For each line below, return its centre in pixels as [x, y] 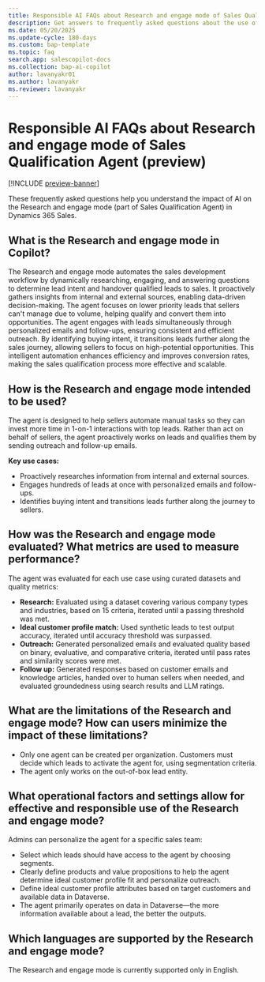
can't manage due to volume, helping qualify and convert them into [117, 314]
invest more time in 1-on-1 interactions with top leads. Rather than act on [126, 428]
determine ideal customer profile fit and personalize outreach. [120, 880]
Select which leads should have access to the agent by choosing [125, 855]
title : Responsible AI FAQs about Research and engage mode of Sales [125, 15]
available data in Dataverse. [65, 897]
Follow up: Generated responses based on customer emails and [124, 669]
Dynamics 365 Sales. [43, 216]
